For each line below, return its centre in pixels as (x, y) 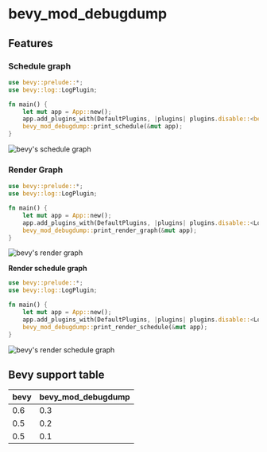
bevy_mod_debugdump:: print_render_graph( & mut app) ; (110, 230)
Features (31, 43)
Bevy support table (56, 374)
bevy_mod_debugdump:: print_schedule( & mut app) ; (103, 127)
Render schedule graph (48, 269)
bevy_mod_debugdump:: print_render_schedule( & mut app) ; (115, 327)
